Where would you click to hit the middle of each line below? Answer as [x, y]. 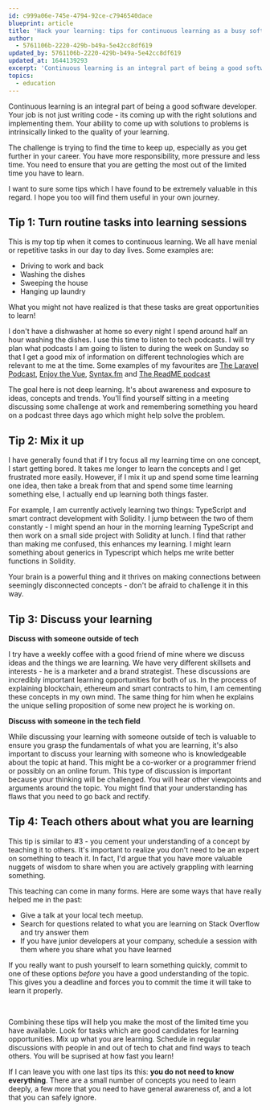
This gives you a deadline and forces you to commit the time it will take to [130, 982]
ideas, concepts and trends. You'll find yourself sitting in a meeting [119, 398]
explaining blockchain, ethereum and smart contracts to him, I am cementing [135, 688]
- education [36, 83]
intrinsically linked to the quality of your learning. [89, 132]
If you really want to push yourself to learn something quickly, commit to [128, 965]
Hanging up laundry [53, 291]
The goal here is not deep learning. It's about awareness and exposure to [130, 390]
